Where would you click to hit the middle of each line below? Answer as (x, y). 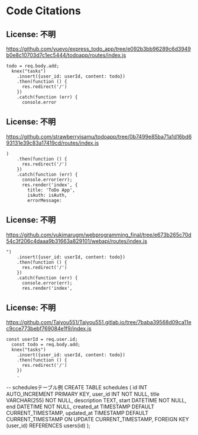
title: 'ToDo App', (51, 190)
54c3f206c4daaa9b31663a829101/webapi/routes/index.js (77, 241)
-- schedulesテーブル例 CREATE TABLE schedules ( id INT (77, 388)
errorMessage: (45, 200)
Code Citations (43, 11)
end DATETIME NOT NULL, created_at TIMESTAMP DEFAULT (80, 407)
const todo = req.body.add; (46, 345)
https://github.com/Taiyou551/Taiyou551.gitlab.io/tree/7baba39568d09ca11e (99, 322)
